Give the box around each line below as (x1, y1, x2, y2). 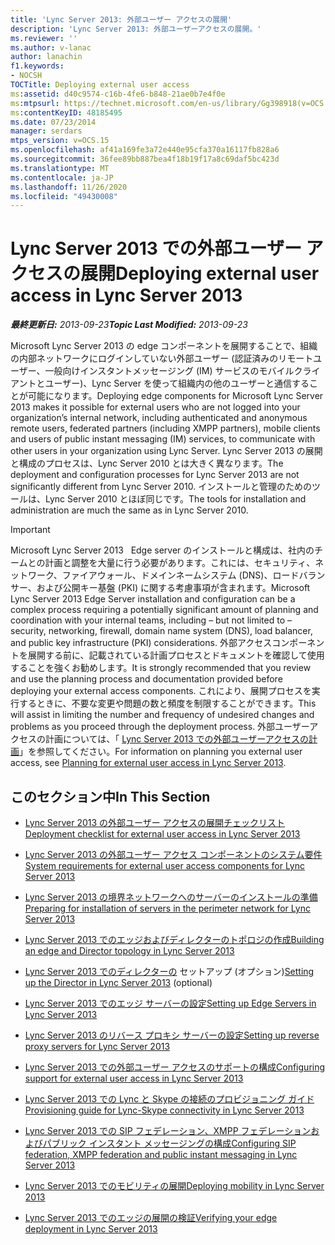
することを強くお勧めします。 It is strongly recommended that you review (10, 662, 312, 674)
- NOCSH (10, 71, 43, 81)
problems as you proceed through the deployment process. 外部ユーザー (10, 721, 310, 733)
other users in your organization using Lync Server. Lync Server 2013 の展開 (10, 445, 323, 457)
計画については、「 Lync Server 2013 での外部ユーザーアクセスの (44, 733, 309, 745)
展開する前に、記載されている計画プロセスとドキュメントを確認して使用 (27, 649, 325, 661)
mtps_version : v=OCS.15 (10, 136, 110, 146)
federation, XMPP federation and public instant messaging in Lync (24, 1149, 298, 1160)
